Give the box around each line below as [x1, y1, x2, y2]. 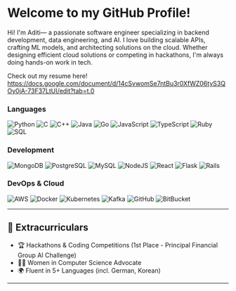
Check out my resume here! [7, 72, 88, 80]
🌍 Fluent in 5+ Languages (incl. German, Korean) [17, 266, 162, 275]
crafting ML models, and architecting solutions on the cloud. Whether [7, 43, 208, 51]
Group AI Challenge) [17, 251, 77, 259]
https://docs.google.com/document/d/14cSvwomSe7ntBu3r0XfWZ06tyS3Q [7, 79, 226, 87]
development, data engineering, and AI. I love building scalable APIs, [7, 35, 206, 44]
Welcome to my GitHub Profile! [7, 5, 191, 21]
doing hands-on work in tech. [7, 58, 93, 66]
